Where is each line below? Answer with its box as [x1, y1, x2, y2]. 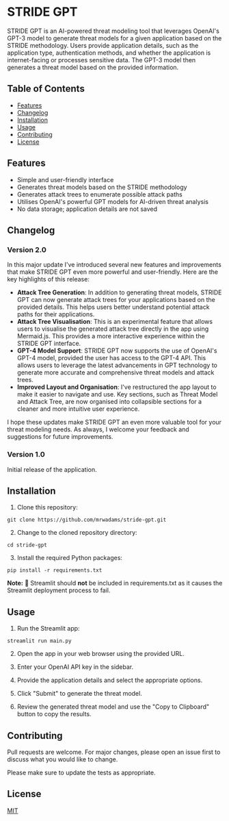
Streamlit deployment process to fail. [7, 586, 111, 594]
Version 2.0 [7, 244, 46, 254]
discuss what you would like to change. [7, 755, 118, 763]
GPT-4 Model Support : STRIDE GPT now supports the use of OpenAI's [16, 346, 217, 355]
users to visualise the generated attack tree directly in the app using [16, 325, 209, 333]
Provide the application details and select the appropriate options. [16, 676, 203, 685]
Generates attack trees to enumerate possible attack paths [16, 190, 183, 199]
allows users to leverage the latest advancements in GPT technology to [16, 361, 217, 370]
